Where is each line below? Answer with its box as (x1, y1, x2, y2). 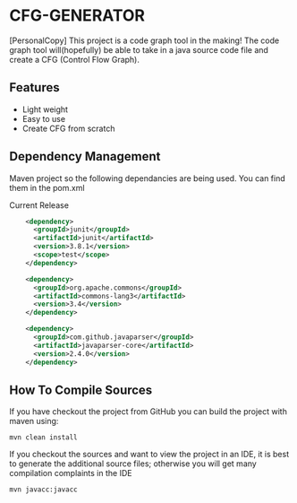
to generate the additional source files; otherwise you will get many (9, 458, 257, 469)
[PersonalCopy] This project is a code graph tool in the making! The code (9, 35, 280, 46)
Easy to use (21, 113, 65, 124)
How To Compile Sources (9, 382, 153, 397)
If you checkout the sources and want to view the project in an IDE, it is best (9, 449, 289, 460)
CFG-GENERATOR (9, 5, 146, 26)
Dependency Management (9, 149, 161, 164)
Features (9, 80, 60, 95)
